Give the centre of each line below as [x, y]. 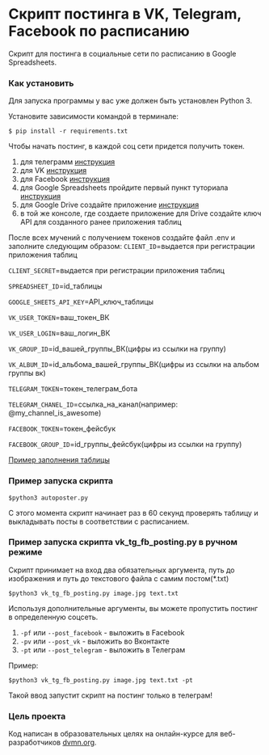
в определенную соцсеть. [53, 617]
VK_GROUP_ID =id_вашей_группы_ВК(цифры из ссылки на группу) [117, 349]
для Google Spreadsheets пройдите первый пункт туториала [124, 188]
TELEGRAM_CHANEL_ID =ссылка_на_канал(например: [93, 404]
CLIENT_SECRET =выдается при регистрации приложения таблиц [116, 271]
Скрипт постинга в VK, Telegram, [125, 14]
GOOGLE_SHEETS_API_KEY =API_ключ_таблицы [81, 302]
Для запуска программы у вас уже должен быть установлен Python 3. [130, 101]
